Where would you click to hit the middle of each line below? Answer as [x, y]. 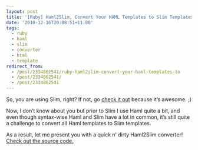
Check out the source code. [40, 141]
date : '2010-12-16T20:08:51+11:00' [50, 22]
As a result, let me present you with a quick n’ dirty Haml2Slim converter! [95, 135]
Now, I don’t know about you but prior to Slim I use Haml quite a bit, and [93, 111]
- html [19, 55]
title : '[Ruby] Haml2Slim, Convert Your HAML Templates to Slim [87, 17]
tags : [13, 28]
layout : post [22, 11]
